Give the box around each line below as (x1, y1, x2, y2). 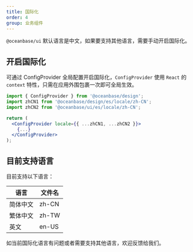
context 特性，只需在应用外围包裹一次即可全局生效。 (6, 81, 138, 88)
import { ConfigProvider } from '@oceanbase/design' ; (6, 93, 144, 99)
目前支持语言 (6, 156, 54, 166)
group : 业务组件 (6, 20, 43, 26)
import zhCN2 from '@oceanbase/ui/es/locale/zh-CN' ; (6, 104, 141, 110)
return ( (6, 115, 28, 121)
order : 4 (6, 14, 28, 20)
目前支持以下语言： (6, 173, 54, 180)
